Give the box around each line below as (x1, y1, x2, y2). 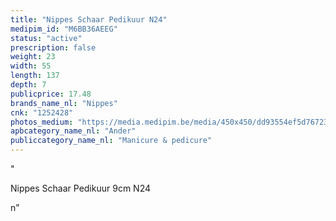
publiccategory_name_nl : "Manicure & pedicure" (10, 136, 213, 146)
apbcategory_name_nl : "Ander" (10, 126, 137, 136)
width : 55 (10, 61, 52, 71)
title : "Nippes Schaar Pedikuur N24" (10, 14, 168, 25)
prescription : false (10, 42, 97, 53)
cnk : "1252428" (10, 107, 74, 118)
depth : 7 (10, 80, 47, 90)
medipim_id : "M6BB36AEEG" (10, 24, 118, 34)
